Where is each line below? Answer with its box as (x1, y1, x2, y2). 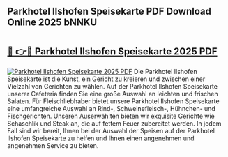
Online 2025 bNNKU (7, 17, 98, 29)
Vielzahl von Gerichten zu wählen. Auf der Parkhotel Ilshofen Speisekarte (7, 82, 218, 90)
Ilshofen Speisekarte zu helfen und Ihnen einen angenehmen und (7, 134, 195, 142)
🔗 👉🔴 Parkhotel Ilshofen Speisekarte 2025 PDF (7, 45, 218, 57)
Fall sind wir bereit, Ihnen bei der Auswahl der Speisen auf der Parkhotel (7, 127, 215, 135)
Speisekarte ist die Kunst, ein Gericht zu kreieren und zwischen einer (7, 75, 206, 83)
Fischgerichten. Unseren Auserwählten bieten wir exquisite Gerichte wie (7, 112, 215, 120)
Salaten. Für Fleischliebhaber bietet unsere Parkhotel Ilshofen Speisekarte (7, 97, 220, 105)
